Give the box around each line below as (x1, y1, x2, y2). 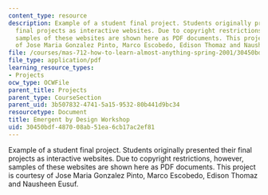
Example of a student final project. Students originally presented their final (8, 145, 253, 154)
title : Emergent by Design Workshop (8, 116, 130, 124)
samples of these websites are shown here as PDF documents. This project (8, 161, 257, 172)
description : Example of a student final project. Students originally (8, 19, 251, 27)
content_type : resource (8, 11, 88, 20)
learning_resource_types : (8, 64, 94, 72)
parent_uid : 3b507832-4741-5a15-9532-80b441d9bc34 (8, 101, 180, 109)
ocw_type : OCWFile (8, 78, 69, 86)
